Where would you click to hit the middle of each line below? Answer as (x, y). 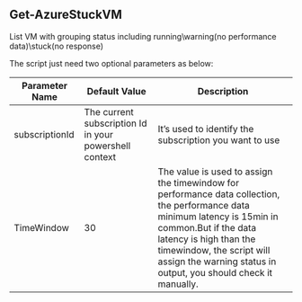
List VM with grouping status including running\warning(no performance (143, 36)
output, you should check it (215, 272)
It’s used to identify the (206, 129)
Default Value (116, 91)
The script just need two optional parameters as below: (111, 63)
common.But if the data (207, 227)
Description (223, 91)
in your (99, 134)
